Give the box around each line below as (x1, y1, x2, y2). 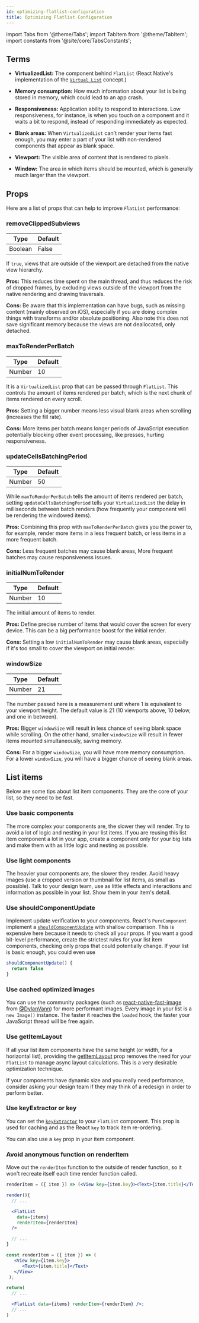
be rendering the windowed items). (6, 512, 92, 519)
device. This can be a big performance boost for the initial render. (6, 627, 166, 634)
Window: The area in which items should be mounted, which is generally (14, 165, 193, 172)
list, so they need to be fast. (6, 794, 74, 801)
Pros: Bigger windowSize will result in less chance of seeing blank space (6, 724, 182, 732)
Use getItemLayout (6, 1032, 62, 1041)
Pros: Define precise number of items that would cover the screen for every (6, 620, 191, 628)
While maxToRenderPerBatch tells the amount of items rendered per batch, (6, 493, 184, 500)
